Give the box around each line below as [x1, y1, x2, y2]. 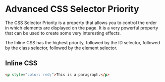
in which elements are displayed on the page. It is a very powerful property [5, 25, 159, 30]
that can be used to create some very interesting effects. [5, 30, 121, 36]
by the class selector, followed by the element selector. [5, 45, 117, 51]
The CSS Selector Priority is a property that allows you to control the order [5, 20, 157, 26]
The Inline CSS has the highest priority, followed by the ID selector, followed [5, 39, 160, 45]
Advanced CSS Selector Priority [5, 3, 140, 15]
